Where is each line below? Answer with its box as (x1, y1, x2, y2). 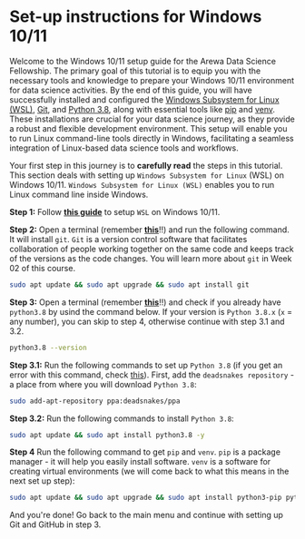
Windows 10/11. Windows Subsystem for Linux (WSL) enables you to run (9, 179, 275, 190)
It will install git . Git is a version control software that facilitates (9, 233, 248, 244)
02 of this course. (9, 262, 75, 273)
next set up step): (9, 475, 75, 486)
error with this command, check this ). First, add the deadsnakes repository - (9, 369, 295, 380)
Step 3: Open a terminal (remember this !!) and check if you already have (9, 297, 281, 308)
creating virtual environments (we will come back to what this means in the (9, 465, 290, 477)
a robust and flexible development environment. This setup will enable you (9, 122, 288, 133)
